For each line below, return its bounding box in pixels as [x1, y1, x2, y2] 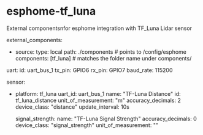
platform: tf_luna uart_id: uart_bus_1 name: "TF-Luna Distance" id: [15, 90, 181, 97]
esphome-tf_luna [6, 4, 96, 18]
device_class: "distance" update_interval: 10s [15, 103, 130, 111]
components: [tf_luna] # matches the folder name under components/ [15, 54, 192, 62]
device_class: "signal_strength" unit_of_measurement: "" [15, 121, 158, 129]
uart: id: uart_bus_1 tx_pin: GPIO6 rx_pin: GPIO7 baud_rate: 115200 [6, 66, 173, 74]
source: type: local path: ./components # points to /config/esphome [15, 48, 187, 56]
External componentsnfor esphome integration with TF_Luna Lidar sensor [6, 24, 192, 32]
